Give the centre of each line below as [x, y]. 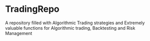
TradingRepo [32, 9]
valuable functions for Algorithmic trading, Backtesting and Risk [70, 28]
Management [19, 33]
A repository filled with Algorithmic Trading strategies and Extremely [75, 23]
